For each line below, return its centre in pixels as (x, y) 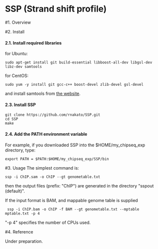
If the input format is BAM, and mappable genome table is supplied (72, 200)
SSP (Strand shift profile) (56, 9)
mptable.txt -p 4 (22, 213)
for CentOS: (17, 76)
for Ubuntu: (16, 54)
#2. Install (15, 31)
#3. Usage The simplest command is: (42, 168)
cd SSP (12, 119)
